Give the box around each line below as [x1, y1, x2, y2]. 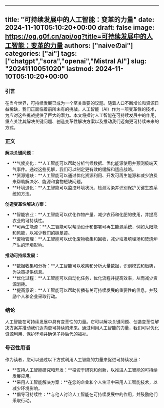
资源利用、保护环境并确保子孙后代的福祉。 [5, 331, 91, 337]
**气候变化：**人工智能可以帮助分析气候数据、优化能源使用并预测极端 [12, 160, 154, 166]
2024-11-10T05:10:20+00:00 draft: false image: [5, 23, 155, 32]
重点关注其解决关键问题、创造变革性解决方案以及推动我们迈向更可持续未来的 [5, 118, 159, 124]
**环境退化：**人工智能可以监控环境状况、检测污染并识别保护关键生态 [12, 184, 154, 191]
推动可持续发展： [5, 252, 40, 258]
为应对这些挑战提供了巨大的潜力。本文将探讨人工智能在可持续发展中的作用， [5, 112, 159, 118]
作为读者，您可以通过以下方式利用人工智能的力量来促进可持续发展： [5, 356, 142, 362]
